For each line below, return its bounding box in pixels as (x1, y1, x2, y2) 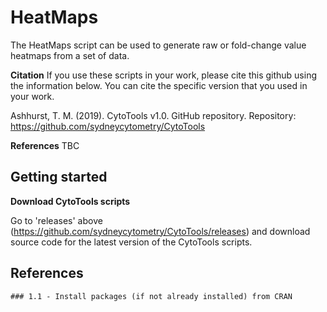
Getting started (10, 169, 108, 186)
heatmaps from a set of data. (10, 49, 130, 61)
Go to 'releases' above (10, 214, 103, 226)
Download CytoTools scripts (10, 195, 131, 207)
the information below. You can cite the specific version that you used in (10, 79, 308, 91)
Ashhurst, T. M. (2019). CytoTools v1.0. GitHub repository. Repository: (10, 109, 297, 121)
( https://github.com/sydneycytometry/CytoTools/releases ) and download (10, 225, 311, 237)
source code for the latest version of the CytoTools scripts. (10, 236, 253, 248)
